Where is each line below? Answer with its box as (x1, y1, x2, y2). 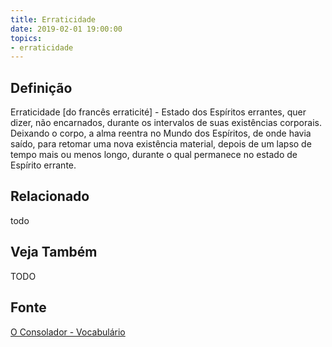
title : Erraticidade (10, 14, 97, 25)
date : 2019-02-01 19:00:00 (10, 24, 123, 34)
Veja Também (10, 244, 98, 261)
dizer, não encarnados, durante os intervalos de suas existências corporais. (10, 117, 322, 129)
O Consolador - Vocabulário (10, 326, 126, 338)
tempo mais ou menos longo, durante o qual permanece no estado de (10, 149, 298, 161)
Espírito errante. (10, 159, 77, 171)
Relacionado (10, 188, 90, 205)
